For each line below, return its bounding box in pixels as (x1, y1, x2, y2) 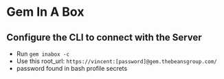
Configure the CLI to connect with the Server (6, 32, 202, 43)
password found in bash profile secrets (16, 65, 128, 72)
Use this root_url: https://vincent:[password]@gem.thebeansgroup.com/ (16, 57, 217, 65)
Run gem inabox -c (16, 49, 70, 58)
